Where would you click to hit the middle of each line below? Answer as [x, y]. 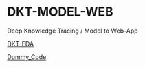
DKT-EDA [21, 44]
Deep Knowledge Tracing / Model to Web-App [73, 31]
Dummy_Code [27, 57]
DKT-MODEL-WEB [60, 12]
